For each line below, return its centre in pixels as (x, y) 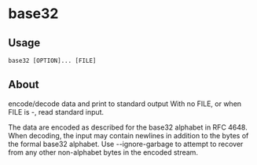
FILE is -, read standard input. (56, 112)
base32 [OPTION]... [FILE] (52, 60)
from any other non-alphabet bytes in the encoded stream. (103, 152)
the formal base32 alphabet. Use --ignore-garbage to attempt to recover (126, 144)
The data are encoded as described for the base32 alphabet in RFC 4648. (128, 127)
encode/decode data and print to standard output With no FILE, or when (125, 104)
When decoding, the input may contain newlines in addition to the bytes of (128, 135)
